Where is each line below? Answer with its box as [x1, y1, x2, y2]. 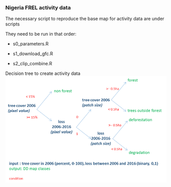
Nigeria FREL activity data [5, 4, 71, 11]
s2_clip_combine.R [12, 61, 52, 67]
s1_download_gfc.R [12, 50, 53, 57]
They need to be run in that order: [5, 31, 77, 37]
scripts [5, 21, 20, 27]
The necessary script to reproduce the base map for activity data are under [5, 16, 165, 22]
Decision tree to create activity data [5, 70, 81, 76]
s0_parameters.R [12, 41, 49, 47]
